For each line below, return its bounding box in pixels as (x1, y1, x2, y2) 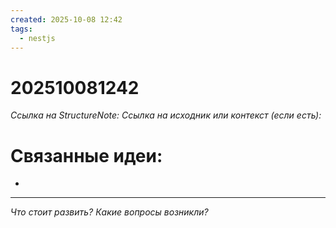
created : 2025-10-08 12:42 (10, 14, 123, 25)
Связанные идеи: (10, 144, 163, 167)
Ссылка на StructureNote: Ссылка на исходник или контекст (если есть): (10, 109, 322, 121)
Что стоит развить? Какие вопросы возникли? (10, 206, 209, 218)
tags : (10, 24, 33, 34)
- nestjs (19, 33, 56, 43)
